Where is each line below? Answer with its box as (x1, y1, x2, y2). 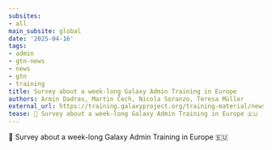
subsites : (8, 11, 42, 20)
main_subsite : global (8, 27, 82, 35)
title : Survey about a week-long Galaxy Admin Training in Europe (8, 87, 237, 96)
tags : (8, 42, 27, 50)
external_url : (8, 102, 57, 110)
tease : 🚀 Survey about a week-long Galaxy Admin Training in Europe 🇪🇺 (8, 110, 259, 118)
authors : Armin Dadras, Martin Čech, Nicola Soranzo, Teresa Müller (8, 95, 244, 103)
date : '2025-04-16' (8, 34, 74, 43)
